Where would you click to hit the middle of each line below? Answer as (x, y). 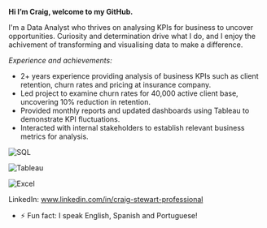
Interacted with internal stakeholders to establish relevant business (132, 128)
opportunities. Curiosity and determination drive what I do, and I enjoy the (132, 36)
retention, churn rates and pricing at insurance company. (116, 85)
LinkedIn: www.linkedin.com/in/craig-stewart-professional (106, 199)
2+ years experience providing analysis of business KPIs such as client (139, 76)
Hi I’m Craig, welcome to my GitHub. (71, 12)
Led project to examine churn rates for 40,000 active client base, (129, 93)
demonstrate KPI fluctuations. (70, 119)
